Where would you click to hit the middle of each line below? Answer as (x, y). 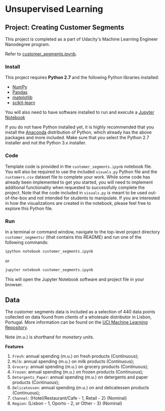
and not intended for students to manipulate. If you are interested (94, 198)
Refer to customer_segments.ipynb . (41, 54)
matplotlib (22, 98)
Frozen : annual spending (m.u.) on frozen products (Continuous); (78, 372)
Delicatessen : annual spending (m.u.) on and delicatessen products (81, 388)
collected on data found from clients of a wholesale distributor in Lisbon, (78, 317)
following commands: (27, 242)
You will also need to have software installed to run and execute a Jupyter (80, 112)
